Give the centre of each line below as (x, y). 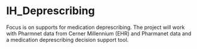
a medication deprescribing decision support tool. (67, 40)
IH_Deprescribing (51, 11)
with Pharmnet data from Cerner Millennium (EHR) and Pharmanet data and (99, 33)
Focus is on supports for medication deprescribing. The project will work (96, 27)
